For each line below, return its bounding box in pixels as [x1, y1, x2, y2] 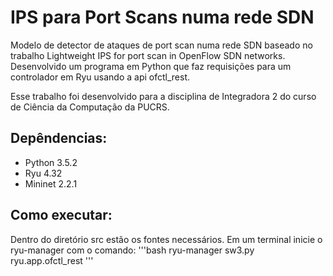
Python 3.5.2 [24, 156, 78, 168]
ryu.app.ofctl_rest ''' [10, 254, 94, 266]
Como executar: [10, 207, 113, 224]
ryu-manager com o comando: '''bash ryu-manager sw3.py [10, 244, 255, 256]
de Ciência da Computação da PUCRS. [10, 101, 170, 113]
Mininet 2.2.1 [24, 177, 78, 190]
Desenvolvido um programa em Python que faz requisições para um [10, 60, 292, 72]
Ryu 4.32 [24, 167, 63, 179]
